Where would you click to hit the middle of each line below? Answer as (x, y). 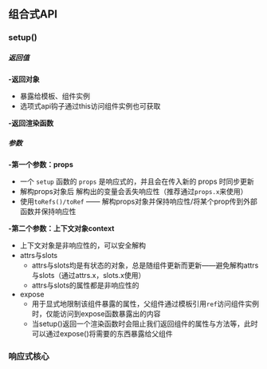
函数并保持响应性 (48, 212)
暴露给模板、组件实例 (55, 96)
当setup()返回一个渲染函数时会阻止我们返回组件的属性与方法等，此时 (145, 324)
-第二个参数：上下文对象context (61, 228)
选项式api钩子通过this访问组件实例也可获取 (90, 106)
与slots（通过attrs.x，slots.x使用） (88, 276)
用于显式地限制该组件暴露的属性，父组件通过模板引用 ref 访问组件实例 (145, 304)
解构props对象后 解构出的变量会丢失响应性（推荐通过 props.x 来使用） (133, 192)
